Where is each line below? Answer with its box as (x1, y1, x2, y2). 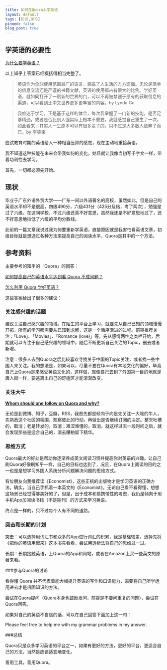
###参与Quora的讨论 (5, 567, 48, 573)
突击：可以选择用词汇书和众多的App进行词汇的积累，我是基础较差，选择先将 (5, 533, 162, 539)
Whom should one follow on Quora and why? (5, 400, 100, 407)
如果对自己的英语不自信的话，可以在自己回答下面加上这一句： (5, 612, 132, 618)
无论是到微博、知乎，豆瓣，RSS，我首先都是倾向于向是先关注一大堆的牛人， (5, 411, 162, 417)
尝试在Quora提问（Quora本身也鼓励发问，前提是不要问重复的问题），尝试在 (5, 595, 159, 601)
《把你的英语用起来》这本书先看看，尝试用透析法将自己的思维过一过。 (5, 540, 149, 546)
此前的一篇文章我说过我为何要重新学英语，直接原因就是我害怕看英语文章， (5, 226, 158, 232)
